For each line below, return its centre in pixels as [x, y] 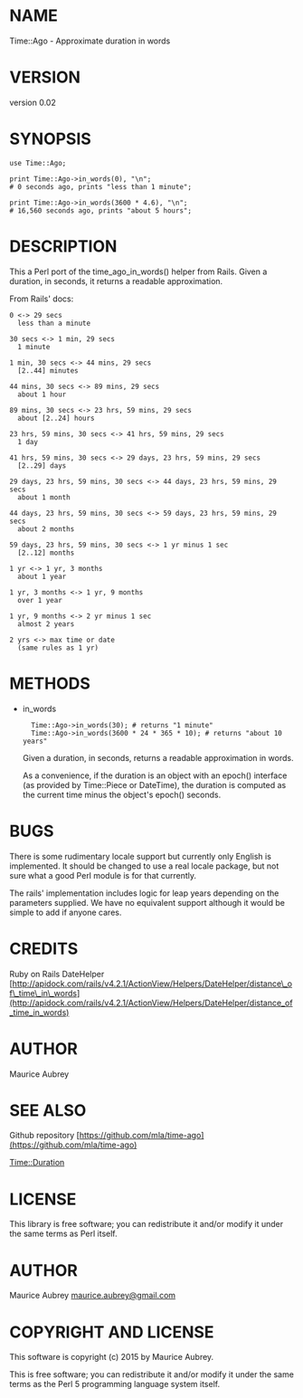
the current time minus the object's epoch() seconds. [122, 794]
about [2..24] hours [56, 418]
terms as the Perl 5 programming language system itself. [114, 1384]
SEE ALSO [48, 1110]
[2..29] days [42, 466]
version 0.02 [33, 102]
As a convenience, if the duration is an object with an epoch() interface [155, 775]
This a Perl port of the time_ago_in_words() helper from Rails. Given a [138, 271]
